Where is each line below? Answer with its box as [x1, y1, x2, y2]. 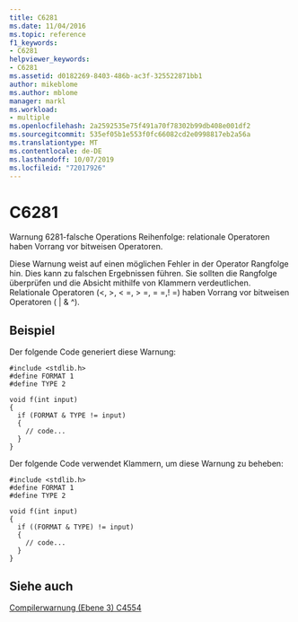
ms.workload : [9, 105, 58, 114]
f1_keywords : [9, 38, 58, 48]
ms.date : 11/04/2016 [9, 22, 87, 31]
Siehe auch [9, 578, 74, 593]
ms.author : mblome [9, 88, 78, 97]
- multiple [9, 113, 50, 122]
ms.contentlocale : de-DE [9, 146, 102, 155]
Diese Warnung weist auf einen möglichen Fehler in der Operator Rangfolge [9, 258, 289, 269]
